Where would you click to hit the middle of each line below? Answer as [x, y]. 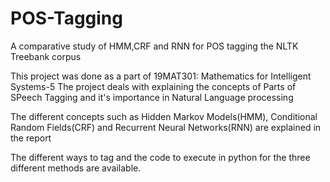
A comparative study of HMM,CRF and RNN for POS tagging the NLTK [154, 46]
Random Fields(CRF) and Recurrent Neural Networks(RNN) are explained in [166, 127]
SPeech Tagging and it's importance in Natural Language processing [152, 97]
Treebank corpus [46, 56]
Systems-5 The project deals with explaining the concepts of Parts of [153, 86]
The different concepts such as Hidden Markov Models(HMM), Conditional [164, 116]
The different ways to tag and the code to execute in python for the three [160, 157]
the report [31, 138]
